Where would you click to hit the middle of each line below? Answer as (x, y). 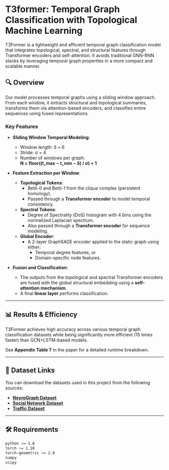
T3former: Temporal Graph (63, 9)
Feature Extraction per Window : (46, 173)
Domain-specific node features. (68, 258)
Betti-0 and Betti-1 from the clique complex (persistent (84, 188)
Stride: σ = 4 (33, 153)
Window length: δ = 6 (42, 147)
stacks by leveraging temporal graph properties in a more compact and (79, 61)
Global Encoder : (37, 237)
